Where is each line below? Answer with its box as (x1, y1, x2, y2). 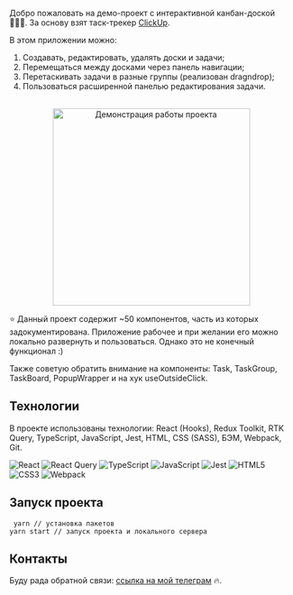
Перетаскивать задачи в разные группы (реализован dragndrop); (22, 71, 275, 82)
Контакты (9, 552, 68, 567)
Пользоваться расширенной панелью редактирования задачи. (22, 81, 266, 91)
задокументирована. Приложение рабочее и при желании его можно (9, 326, 279, 337)
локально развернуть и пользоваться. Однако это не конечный (9, 336, 254, 346)
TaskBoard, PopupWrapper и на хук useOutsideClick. (9, 373, 208, 383)
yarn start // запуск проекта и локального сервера (9, 526, 207, 535)
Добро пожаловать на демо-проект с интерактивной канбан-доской (9, 8, 276, 18)
